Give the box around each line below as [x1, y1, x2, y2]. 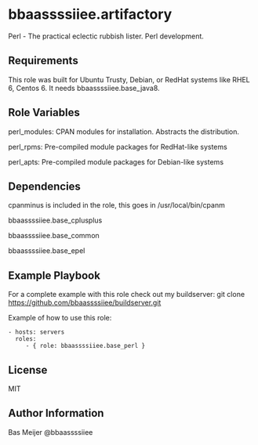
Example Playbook [8, 269, 100, 282]
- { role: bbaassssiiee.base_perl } [25, 342, 146, 350]
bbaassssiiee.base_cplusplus [8, 215, 103, 225]
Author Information [8, 407, 104, 420]
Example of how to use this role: [8, 313, 112, 323]
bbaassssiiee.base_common [8, 231, 100, 241]
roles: [15, 335, 37, 343]
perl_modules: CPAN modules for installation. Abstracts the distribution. [8, 127, 240, 136]
